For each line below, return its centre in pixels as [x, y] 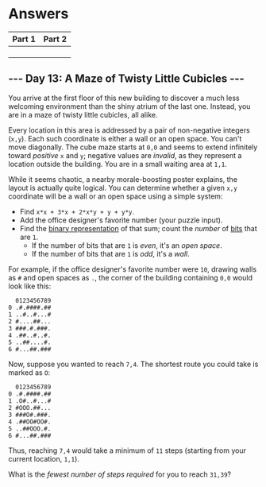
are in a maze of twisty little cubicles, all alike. [83, 114]
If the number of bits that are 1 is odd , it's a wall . [110, 253]
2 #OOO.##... [30, 408]
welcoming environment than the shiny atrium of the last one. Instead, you [129, 106]
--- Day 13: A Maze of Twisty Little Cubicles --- [126, 79]
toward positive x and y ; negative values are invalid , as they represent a [125, 155]
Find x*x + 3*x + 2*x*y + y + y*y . [77, 211]
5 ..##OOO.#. [30, 429]
